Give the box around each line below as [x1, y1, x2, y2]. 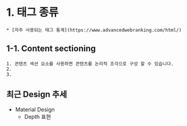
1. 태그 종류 [6, 5, 59, 19]
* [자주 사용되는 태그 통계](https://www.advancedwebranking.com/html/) [6, 27, 182, 33]
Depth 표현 [24, 113, 51, 120]
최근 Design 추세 [6, 89, 67, 100]
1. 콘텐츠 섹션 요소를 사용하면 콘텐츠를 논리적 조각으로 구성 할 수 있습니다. [6, 61, 174, 67]
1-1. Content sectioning [6, 44, 96, 54]
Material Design [15, 105, 55, 113]
